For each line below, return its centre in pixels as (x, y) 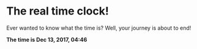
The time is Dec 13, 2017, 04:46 (47, 39)
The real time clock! (58, 11)
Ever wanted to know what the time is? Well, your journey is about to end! (99, 28)
